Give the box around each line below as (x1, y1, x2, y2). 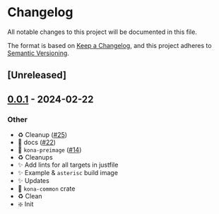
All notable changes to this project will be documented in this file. (7, 28, 198, 36)
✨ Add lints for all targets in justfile (17, 160, 119, 170)
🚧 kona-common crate (17, 184, 76, 193)
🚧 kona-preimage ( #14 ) (17, 145, 82, 154)
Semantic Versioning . (7, 49, 69, 57)
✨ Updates (17, 177, 49, 185)
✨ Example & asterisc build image (17, 169, 119, 177)
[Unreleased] (7, 69, 67, 81)
